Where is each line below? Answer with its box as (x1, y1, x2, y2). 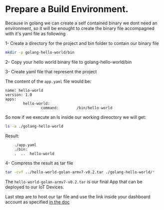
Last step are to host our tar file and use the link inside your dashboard (5, 194, 151, 200)
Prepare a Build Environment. (5, 3, 129, 15)
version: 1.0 (5, 92, 32, 97)
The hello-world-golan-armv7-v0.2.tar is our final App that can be (5, 179, 143, 185)
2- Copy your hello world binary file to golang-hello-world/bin (5, 59, 132, 65)
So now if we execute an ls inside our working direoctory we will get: (5, 114, 146, 120)
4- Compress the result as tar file (5, 160, 73, 166)
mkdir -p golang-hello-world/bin (5, 50, 75, 55)
